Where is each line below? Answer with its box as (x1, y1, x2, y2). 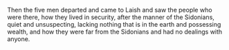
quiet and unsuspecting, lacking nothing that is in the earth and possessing (7, 21, 221, 28)
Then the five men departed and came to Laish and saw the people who (7, 6, 212, 14)
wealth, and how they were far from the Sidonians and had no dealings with (7, 27, 223, 36)
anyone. (7, 35, 30, 43)
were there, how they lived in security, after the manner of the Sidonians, (7, 13, 214, 21)
